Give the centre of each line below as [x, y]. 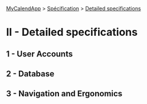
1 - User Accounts [40, 54]
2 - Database [30, 74]
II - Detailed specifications [72, 32]
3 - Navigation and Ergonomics [64, 94]
